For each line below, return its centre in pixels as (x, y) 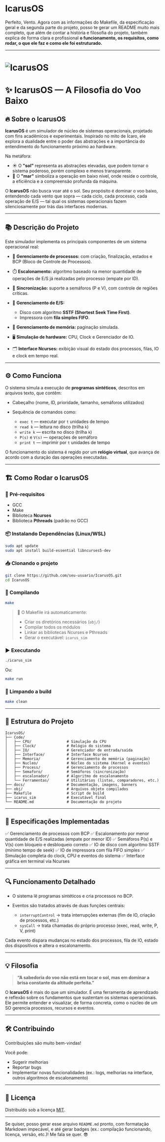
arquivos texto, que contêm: (33, 393)
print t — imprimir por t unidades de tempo (65, 442)
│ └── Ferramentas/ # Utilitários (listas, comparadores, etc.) (82, 780)
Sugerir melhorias (30, 1062)
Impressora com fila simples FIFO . (55, 317)
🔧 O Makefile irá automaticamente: (52, 612)
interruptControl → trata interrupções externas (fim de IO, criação (87, 915)
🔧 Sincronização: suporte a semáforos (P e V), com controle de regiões (85, 288)
